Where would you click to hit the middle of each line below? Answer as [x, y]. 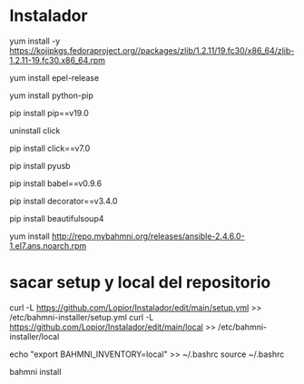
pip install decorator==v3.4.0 [64, 201]
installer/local [34, 336]
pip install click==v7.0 [50, 148]
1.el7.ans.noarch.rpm [48, 245]
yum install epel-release [54, 77]
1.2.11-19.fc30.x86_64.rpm [58, 60]
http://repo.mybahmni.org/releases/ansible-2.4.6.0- [148, 236]
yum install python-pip [51, 95]
